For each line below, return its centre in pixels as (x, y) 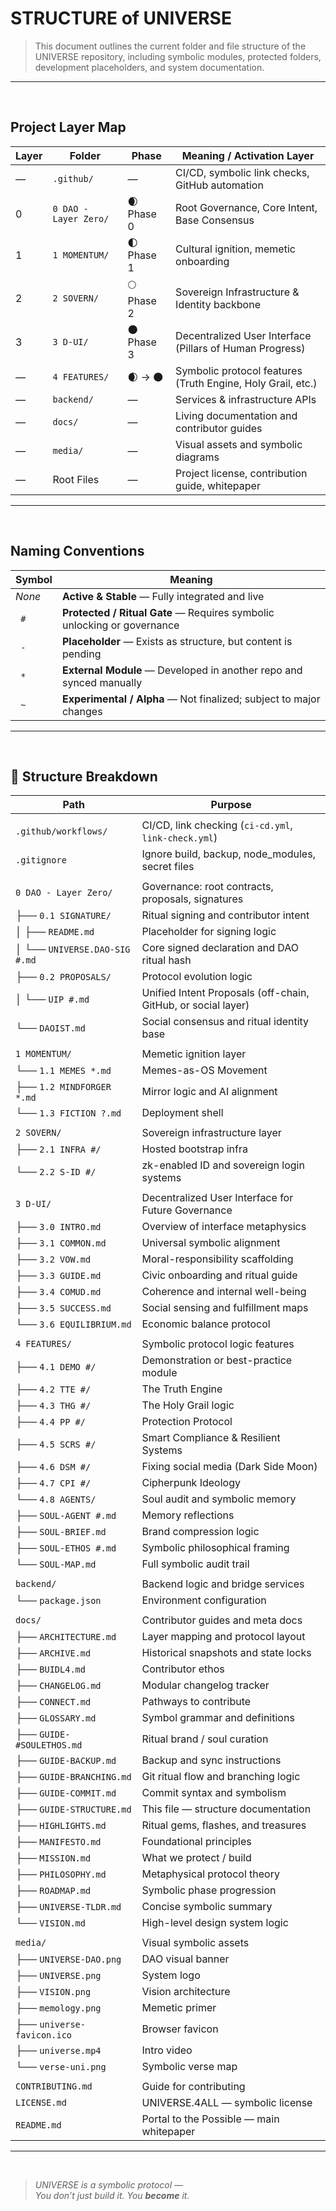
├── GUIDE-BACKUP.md (66, 1760)
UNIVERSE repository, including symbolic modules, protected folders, (178, 56)
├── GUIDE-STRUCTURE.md (73, 1809)
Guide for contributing (193, 2087)
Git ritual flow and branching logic (221, 1777)
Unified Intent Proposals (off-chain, (225, 993)
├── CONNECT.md (53, 1702)
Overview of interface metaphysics (224, 1227)
